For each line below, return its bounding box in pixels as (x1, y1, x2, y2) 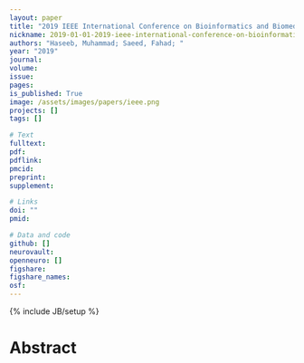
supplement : (9, 181, 54, 190)
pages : (9, 81, 34, 90)
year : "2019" (9, 47, 59, 56)
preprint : (9, 173, 47, 182)
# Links (9, 197, 39, 206)
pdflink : (9, 156, 43, 165)
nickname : (9, 30, 47, 39)
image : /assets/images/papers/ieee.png (9, 97, 160, 107)
